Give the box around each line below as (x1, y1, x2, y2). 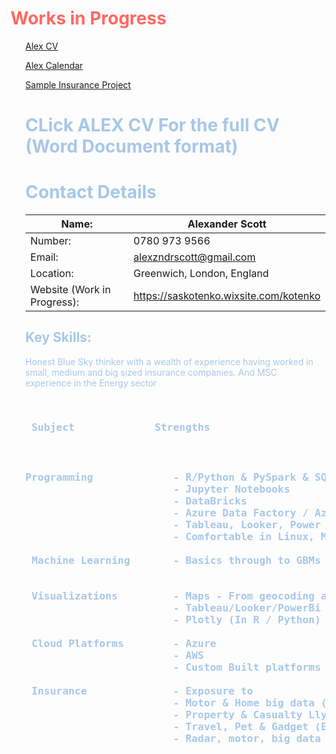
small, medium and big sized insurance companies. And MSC (24, 366, 278, 378)
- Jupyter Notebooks (173, 482, 291, 496)
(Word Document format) (24, 135, 238, 158)
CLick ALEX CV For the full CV (24, 114, 280, 137)
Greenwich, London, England (133, 267, 270, 281)
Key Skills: (24, 329, 92, 346)
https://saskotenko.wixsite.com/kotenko (133, 289, 321, 303)
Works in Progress (10, 7, 167, 30)
